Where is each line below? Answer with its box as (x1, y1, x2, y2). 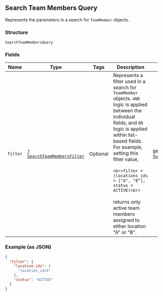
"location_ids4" (17, 268, 51, 273)
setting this (113, 150, 139, 157)
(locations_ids (113, 173, 148, 179)
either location (113, 223, 146, 230)
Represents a (113, 72, 143, 79)
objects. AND (113, 95, 140, 102)
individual (113, 113, 135, 120)
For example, (113, 144, 143, 150)
